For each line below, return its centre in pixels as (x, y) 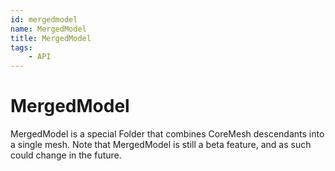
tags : (21, 47)
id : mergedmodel (44, 19)
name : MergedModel (48, 29)
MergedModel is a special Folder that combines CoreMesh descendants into (167, 134)
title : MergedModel (51, 38)
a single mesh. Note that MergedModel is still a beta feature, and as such (161, 145)
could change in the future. (66, 155)
